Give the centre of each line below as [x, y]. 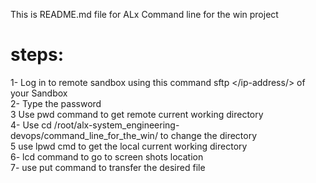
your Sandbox [39, 93]
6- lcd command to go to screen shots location [107, 156]
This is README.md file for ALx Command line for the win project [144, 14]
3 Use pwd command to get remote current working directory [137, 114]
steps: [37, 55]
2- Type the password [56, 103]
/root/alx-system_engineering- [116, 125]
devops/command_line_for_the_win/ [84, 135]
